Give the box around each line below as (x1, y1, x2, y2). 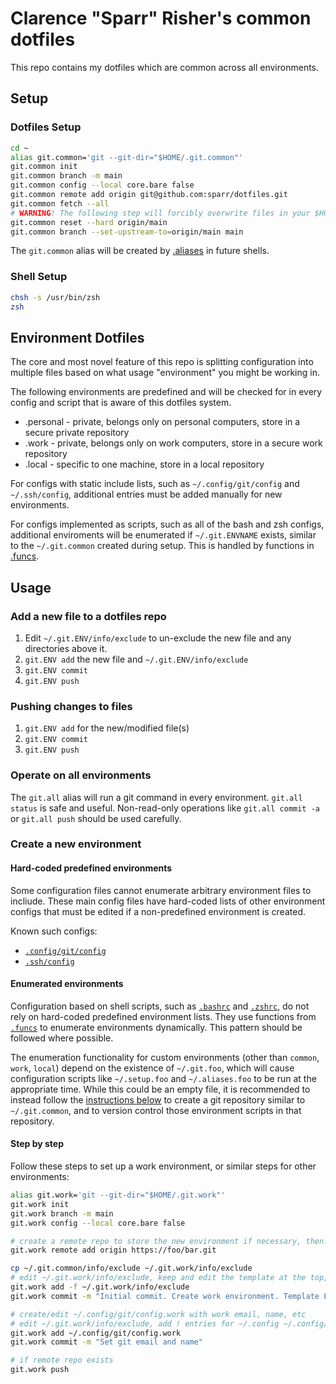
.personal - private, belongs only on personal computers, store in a (24, 416, 301, 428)
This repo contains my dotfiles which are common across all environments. (10, 61, 320, 73)
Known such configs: (10, 925, 98, 937)
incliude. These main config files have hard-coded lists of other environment (10, 895, 326, 907)
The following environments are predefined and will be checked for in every (10, 386, 323, 398)
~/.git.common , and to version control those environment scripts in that (10, 1104, 302, 1116)
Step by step (10, 1138, 64, 1150)
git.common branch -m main (10, 171, 123, 181)
